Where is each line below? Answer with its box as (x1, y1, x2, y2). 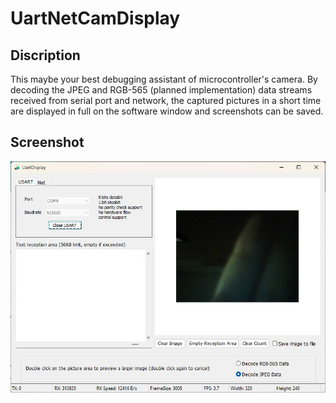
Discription (10, 47, 81, 64)
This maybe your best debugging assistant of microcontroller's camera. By (10, 73, 318, 85)
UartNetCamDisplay (10, 7, 181, 30)
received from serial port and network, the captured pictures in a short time (10, 95, 322, 106)
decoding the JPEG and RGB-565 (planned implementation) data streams (10, 84, 313, 96)
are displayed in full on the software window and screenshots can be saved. (10, 105, 324, 117)
